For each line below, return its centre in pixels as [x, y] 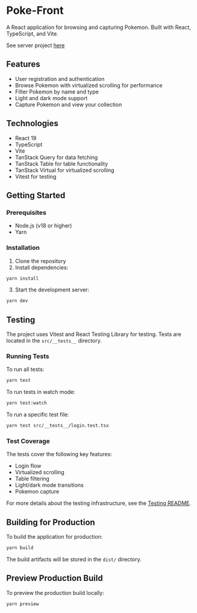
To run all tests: [25, 369]
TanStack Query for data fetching [56, 157]
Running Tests [28, 357]
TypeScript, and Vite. [32, 33]
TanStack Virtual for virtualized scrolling [64, 170]
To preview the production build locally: [55, 592]
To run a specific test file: [38, 414]
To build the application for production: [55, 537]
